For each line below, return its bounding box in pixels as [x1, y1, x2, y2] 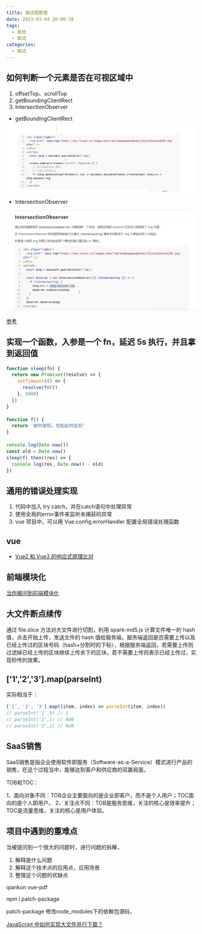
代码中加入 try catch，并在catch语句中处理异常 [14, 503, 133, 511]
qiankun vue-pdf [6, 883, 48, 890]
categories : [6, 42, 36, 48]
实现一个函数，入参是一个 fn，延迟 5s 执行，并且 [6, 337, 188, 347]
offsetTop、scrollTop [14, 90, 68, 97]
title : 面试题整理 [6, 10, 48, 16]
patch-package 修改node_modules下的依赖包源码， [6, 907, 136, 915]
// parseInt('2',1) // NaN [6, 717, 74, 723]
